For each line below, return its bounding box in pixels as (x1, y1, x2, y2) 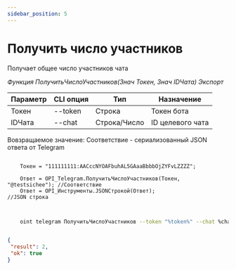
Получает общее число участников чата (7, 64, 129, 72)
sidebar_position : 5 (7, 10, 68, 18)
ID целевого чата (150, 117, 209, 127)
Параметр (11, 94, 47, 104)
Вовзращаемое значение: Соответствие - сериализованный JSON (7, 135, 207, 144)
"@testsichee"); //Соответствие (7, 181, 102, 188)
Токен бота (150, 106, 190, 116)
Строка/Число (95, 117, 145, 127)
